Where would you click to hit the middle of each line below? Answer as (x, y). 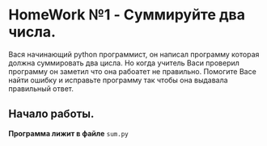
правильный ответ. (41, 88)
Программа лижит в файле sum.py (68, 133)
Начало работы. (51, 114)
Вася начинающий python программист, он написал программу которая (134, 54)
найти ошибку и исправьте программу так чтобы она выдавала (118, 80)
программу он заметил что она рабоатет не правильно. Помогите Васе (132, 71)
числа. (32, 32)
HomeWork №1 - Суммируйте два (127, 15)
